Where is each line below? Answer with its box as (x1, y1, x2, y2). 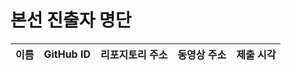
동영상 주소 (177, 47, 227, 61)
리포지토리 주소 (100, 47, 168, 61)
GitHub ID (43, 47, 92, 61)
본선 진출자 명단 (10, 9, 132, 32)
